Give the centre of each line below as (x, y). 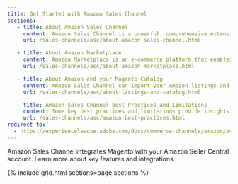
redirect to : (27, 125)
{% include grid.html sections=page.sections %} (78, 172)
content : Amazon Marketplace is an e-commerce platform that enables (128, 60)
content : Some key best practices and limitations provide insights (126, 111)
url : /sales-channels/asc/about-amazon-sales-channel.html (112, 40)
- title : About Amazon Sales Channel (73, 27)
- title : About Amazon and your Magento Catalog (90, 79)
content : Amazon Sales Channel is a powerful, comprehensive (115, 34)
